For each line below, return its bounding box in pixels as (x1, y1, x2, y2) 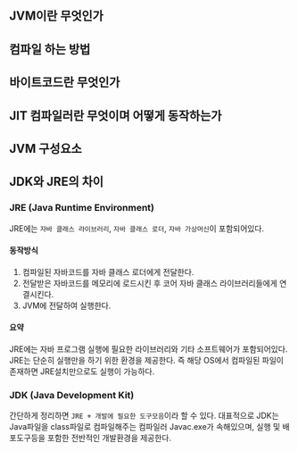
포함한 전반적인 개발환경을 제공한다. (47, 432, 172, 444)
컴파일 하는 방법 (9, 41, 91, 56)
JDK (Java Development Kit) (9, 388, 135, 401)
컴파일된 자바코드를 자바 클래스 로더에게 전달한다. (21, 266, 195, 277)
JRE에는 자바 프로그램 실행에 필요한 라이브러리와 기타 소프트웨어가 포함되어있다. (9, 344, 288, 355)
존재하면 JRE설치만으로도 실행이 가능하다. (9, 366, 155, 377)
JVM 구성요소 (9, 141, 82, 156)
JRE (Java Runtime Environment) (9, 202, 154, 214)
